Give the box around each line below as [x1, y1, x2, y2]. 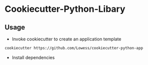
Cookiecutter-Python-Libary [4, 3, 126, 15]
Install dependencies [11, 54, 55, 60]
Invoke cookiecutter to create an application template [11, 36, 122, 42]
